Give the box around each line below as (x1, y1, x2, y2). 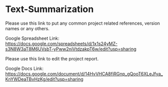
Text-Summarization (5, 4, 94, 15)
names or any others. (5, 25, 50, 31)
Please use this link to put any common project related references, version (5, 20, 160, 26)
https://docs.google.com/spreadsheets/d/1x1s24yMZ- (5, 40, 118, 46)
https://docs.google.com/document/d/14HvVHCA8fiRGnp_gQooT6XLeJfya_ (5, 70, 163, 76)
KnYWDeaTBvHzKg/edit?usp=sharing (5, 76, 83, 82)
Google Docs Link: (5, 65, 44, 71)
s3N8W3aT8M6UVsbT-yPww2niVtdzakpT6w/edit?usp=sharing (5, 46, 137, 52)
